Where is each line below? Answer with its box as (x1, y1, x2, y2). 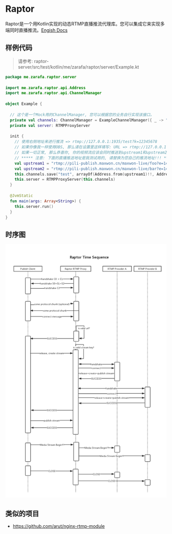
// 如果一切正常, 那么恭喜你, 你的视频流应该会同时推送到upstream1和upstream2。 (14, 150, 171, 155)
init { (10, 134, 24, 139)
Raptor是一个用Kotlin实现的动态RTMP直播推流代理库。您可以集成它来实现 (5, 20, 160, 27)
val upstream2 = (14, 166, 50, 172)
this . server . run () (14, 204, 54, 209)
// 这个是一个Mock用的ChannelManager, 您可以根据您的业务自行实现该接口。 (10, 112, 155, 117)
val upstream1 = (14, 161, 50, 166)
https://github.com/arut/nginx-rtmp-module (12, 523, 105, 529)
